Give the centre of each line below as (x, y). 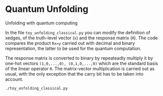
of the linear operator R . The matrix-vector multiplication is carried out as (80, 69)
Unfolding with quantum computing (42, 23)
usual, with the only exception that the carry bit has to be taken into (74, 74)
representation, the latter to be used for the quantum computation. (73, 48)
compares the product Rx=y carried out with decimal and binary (70, 43)
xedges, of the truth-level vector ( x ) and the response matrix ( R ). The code (81, 38)
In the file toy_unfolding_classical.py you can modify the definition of (78, 32)
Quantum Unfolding (47, 9)
